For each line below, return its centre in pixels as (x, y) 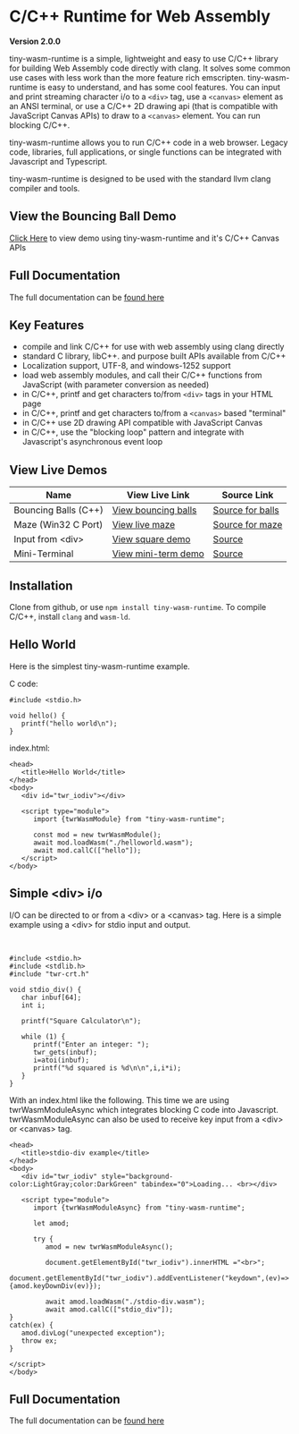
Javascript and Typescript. (58, 161)
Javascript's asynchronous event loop (92, 442)
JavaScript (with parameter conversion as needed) (116, 385)
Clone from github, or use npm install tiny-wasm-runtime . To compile (138, 607)
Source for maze (248, 525)
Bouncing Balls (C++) (59, 510)
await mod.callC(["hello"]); (87, 850)
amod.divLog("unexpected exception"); (93, 1333)
